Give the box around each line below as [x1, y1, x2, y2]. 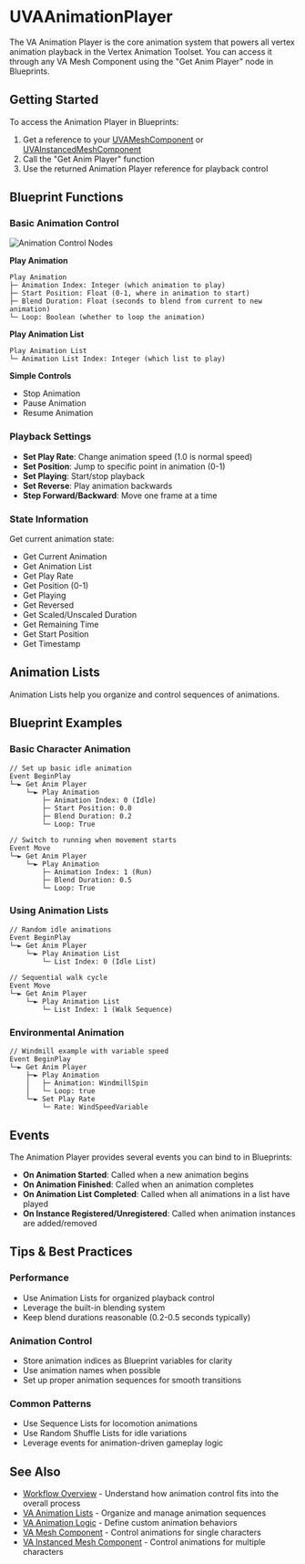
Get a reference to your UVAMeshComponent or [22, 134, 204, 145]
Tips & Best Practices [9, 1244, 134, 1260]
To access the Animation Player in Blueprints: [9, 116, 179, 127]
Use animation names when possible [22, 1364, 161, 1375]
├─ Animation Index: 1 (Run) [42, 867, 153, 877]
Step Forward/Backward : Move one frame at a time [22, 490, 218, 501]
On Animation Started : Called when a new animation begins [22, 1169, 249, 1180]
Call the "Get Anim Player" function [22, 153, 155, 164]
